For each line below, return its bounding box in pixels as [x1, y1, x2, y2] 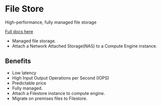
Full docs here [5, 28, 33, 34]
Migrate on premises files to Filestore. [12, 95, 88, 101]
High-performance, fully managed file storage [5, 19, 97, 25]
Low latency [12, 70, 36, 76]
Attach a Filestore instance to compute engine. [12, 90, 105, 96]
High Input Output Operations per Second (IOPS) [12, 75, 110, 80]
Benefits [5, 57, 31, 66]
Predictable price [12, 80, 47, 86]
